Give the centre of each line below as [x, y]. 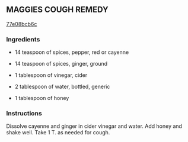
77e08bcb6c [22, 24]
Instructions [24, 114]
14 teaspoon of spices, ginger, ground [61, 64]
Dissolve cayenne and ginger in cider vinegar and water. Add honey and [94, 126]
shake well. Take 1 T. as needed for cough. [58, 133]
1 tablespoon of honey [42, 98]
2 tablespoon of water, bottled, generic [62, 87]
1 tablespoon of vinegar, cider [51, 75]
